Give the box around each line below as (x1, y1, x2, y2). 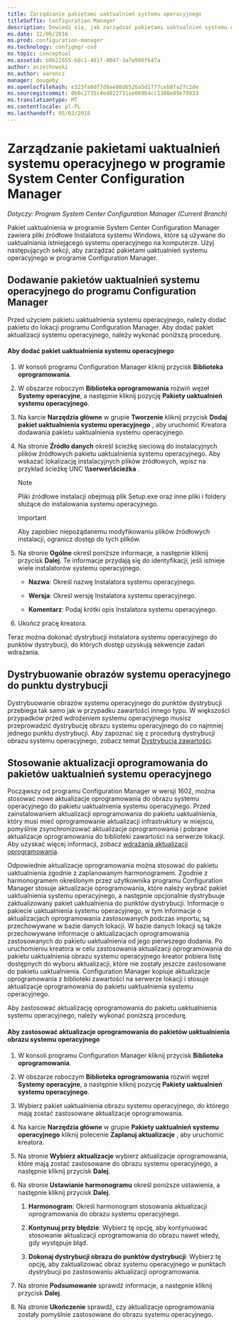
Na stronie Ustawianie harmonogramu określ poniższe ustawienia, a (17, 1180, 221, 1189)
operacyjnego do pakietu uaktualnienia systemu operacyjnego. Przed (7, 802, 211, 810)
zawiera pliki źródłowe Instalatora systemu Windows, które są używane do (7, 231, 225, 239)
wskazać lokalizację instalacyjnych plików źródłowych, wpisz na (17, 456, 206, 465)
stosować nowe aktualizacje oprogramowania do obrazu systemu (7, 795, 199, 803)
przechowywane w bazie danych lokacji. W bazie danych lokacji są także (7, 922, 222, 930)
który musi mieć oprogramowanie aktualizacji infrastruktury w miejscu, (7, 817, 215, 826)
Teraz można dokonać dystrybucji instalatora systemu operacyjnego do (7, 632, 218, 641)
